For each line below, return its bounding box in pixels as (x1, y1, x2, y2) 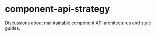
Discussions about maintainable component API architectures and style (5, 20, 151, 26)
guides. (5, 25, 21, 31)
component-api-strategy (5, 3, 110, 15)
